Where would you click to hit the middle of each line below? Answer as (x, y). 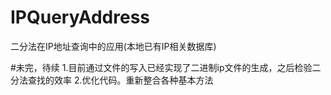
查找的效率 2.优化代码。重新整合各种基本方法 (120, 80)
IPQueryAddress (80, 17)
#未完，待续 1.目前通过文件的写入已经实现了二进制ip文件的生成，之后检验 (161, 67)
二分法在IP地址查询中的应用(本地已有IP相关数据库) (113, 46)
